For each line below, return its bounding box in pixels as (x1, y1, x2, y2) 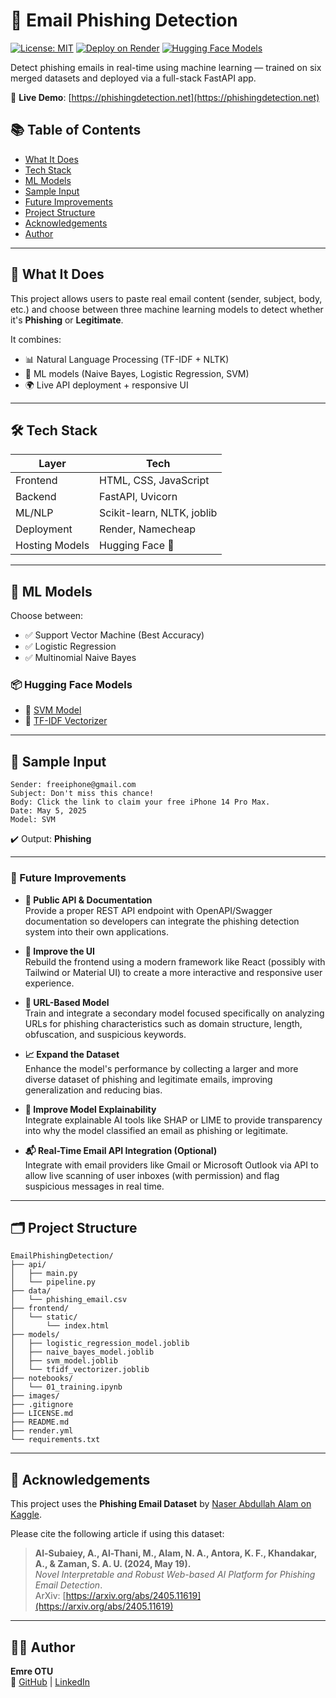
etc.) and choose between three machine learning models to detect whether (10, 303, 324, 315)
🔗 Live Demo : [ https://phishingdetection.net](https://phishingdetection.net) (10, 91, 320, 103)
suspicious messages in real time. (24, 1180, 165, 1192)
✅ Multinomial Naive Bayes (24, 652, 137, 664)
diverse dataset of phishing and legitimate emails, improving (24, 1073, 273, 1085)
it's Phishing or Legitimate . (10, 314, 124, 326)
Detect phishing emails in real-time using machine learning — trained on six (10, 61, 322, 73)
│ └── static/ (10, 1312, 78, 1323)
